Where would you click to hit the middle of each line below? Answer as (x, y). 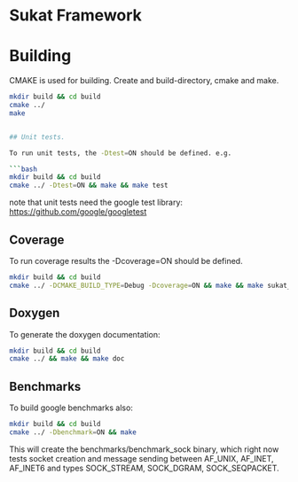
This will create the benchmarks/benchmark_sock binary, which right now (144, 449)
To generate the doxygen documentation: (85, 334)
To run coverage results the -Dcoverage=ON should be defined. (126, 260)
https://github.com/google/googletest (78, 212)
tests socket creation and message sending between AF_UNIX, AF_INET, (141, 458)
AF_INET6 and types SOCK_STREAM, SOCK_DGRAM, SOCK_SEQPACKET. (144, 468)
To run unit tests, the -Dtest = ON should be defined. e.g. (121, 153)
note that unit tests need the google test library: (96, 202)
